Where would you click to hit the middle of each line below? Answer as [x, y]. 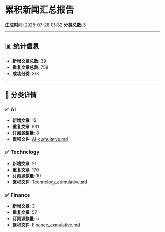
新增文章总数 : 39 [29, 61]
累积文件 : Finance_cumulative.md [46, 225]
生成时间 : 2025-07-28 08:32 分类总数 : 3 [46, 25]
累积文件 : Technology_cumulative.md [50, 182]
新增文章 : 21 [24, 163]
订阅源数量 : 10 [27, 175]
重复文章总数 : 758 [30, 67]
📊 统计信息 [22, 46]
